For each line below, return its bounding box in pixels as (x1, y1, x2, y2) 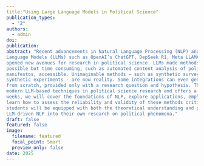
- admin (12, 32, 32, 38)
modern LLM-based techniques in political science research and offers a (6, 88, 197, 94)
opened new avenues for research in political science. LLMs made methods (6, 60, 200, 66)
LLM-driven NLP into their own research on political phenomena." (6, 111, 178, 117)
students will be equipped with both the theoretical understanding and (6, 105, 194, 111)
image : (6, 128, 23, 134)
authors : (6, 26, 29, 32)
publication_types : (6, 15, 56, 21)
